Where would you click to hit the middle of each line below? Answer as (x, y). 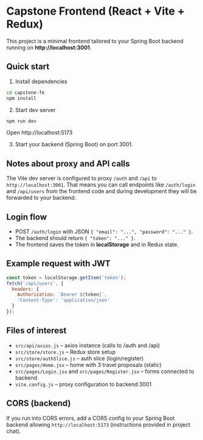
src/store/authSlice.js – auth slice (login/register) (79, 358)
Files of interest (36, 331)
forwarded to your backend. (41, 198)
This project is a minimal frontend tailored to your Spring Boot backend (95, 41)
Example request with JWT (58, 264)
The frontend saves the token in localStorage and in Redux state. (97, 244)
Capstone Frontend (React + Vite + (96, 11)
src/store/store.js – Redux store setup (65, 352)
